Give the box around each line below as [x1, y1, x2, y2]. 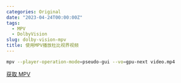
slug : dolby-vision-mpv [6, 37, 67, 43]
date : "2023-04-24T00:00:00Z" [6, 14, 83, 20]
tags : [6, 20, 20, 26]
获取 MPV [6, 70, 31, 78]
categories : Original [6, 8, 61, 15]
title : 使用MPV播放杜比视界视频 [6, 43, 79, 49]
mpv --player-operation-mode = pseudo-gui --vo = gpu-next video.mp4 [6, 58, 175, 65]
